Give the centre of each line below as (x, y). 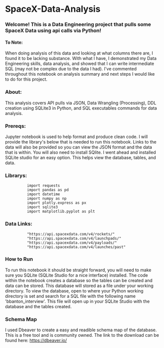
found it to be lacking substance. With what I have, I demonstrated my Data (81, 58)
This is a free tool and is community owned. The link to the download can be (82, 335)
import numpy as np (47, 199)
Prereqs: (15, 126)
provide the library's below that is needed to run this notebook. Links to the (81, 142)
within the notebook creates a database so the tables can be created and (79, 280)
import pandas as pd (48, 190)
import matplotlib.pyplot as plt (61, 212)
